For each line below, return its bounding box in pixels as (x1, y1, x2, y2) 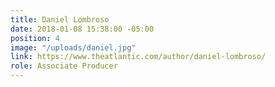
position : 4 (10, 33, 60, 43)
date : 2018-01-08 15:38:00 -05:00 (10, 24, 155, 34)
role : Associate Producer (10, 61, 118, 71)
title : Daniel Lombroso (10, 14, 110, 25)
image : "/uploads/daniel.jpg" (10, 42, 137, 53)
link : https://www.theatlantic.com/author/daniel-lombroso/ (10, 52, 267, 62)
